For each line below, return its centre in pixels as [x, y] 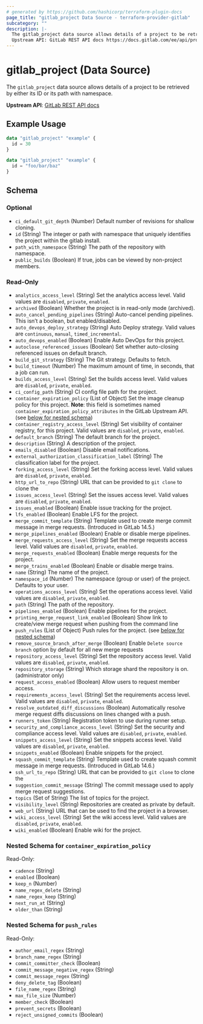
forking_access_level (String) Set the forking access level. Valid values [104, 469]
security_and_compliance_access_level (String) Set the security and [100, 727]
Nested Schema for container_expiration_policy [79, 846]
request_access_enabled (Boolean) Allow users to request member [97, 682]
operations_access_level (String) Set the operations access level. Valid [103, 591]
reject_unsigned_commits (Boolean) [59, 1014]
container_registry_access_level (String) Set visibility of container [98, 424]
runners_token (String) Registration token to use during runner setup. [101, 720]
